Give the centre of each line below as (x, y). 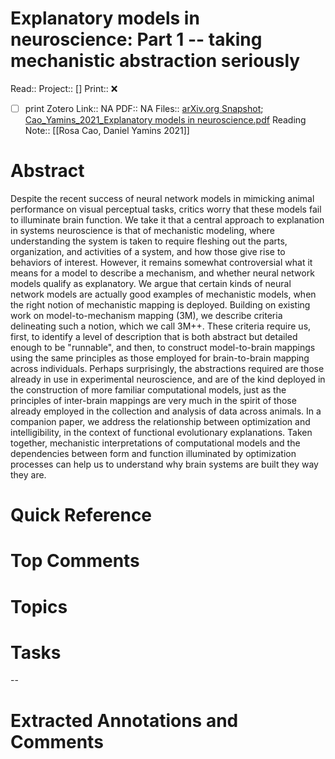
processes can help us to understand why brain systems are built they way (164, 464)
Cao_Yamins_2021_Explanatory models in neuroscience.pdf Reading (165, 120)
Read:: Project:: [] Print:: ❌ (64, 88)
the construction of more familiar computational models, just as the (148, 389)
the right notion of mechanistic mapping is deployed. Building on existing (160, 304)
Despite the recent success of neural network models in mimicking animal (162, 198)
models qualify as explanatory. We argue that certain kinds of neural (151, 283)
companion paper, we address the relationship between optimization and (160, 421)
